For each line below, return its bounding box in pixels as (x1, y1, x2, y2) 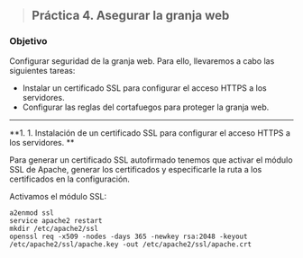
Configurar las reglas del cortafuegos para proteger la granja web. (22, 102, 270, 112)
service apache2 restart (9, 216, 103, 225)
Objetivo (9, 35, 48, 48)
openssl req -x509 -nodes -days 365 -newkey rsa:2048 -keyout (9, 232, 248, 241)
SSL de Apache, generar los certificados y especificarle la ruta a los (9, 164, 262, 174)
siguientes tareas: (9, 65, 76, 76)
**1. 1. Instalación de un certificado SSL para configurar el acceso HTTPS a (9, 127, 291, 138)
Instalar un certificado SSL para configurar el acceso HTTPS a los (22, 82, 268, 93)
